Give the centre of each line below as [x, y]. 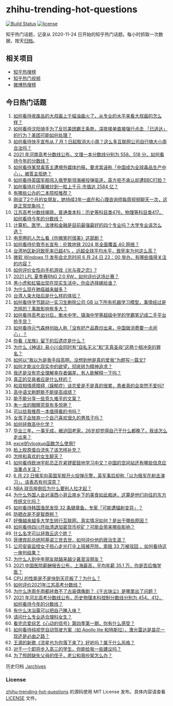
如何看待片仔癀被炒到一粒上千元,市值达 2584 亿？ [66, 187]
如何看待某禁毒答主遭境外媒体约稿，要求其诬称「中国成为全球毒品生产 [88, 167]
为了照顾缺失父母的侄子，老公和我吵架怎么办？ [63, 655]
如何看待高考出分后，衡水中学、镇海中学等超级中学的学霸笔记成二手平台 [90, 315]
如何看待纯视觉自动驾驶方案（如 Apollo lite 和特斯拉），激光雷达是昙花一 [89, 629]
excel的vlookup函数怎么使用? [44, 443]
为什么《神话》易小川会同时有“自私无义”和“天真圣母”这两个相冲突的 [85, 347]
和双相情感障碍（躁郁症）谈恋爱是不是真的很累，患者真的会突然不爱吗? [89, 385]
